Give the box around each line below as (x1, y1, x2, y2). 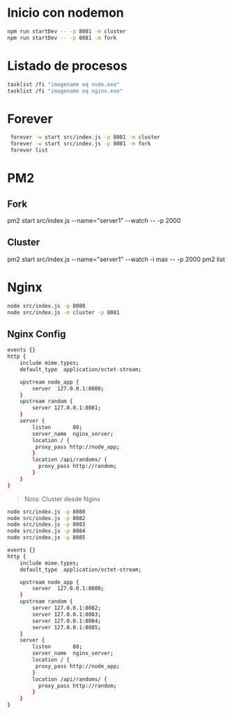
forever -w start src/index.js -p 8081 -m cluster (10, 134, 160, 141)
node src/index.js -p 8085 (7, 534, 86, 541)
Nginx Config (7, 328, 66, 340)
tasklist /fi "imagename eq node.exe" (7, 81, 120, 88)
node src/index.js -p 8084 (7, 528, 86, 535)
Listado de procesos (7, 58, 127, 74)
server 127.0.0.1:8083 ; (32, 611, 101, 618)
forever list (10, 147, 49, 154)
